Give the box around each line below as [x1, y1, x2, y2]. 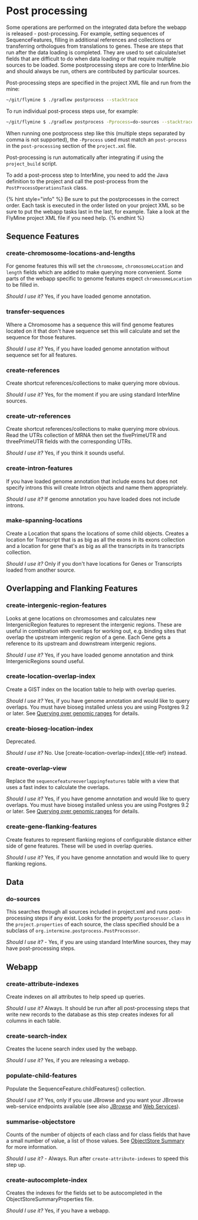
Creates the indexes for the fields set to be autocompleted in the [6, 1189, 163, 1196]
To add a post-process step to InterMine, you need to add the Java [6, 171, 169, 179]
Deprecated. [6, 738, 37, 745]
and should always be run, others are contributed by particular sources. [6, 67, 180, 74]
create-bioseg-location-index [6, 724, 94, 732]
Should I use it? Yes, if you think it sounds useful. [6, 449, 125, 456]
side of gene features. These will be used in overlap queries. [6, 842, 153, 849]
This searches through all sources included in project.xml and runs [6, 908, 168, 916]
